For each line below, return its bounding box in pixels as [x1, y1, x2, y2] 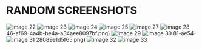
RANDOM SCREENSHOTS [6, 4, 138, 17]
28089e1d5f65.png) [36, 36, 86, 43]
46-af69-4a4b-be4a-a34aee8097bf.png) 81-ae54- [6, 29, 197, 36]
